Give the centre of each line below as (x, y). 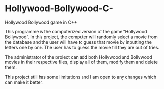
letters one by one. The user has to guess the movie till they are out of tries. (82, 47)
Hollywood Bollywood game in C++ (41, 22)
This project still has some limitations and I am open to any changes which (81, 77)
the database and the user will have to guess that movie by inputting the (79, 42)
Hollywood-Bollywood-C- (59, 9)
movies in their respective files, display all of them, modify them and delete (82, 62)
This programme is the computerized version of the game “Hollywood (76, 31)
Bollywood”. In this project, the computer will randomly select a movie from (82, 37)
